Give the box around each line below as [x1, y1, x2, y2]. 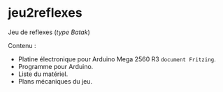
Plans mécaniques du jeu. [17, 77, 93, 85]
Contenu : [8, 41, 37, 49]
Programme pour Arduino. [17, 62, 94, 70]
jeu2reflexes [8, 5, 82, 21]
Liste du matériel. [17, 70, 69, 78]
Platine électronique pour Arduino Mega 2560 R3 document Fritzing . [17, 54, 216, 63]
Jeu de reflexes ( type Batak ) [8, 28, 90, 36]
